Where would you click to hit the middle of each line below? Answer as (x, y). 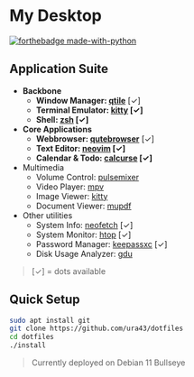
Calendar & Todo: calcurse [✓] (94, 158)
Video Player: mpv (70, 187)
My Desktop (55, 16)
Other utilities (47, 215)
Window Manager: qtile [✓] (88, 100)
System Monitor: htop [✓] (83, 234)
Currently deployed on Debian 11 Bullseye (108, 363)
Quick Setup (45, 300)
